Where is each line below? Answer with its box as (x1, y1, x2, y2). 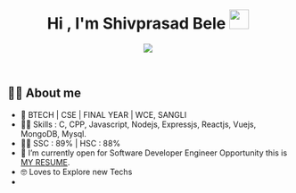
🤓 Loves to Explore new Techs (20, 166, 133, 177)
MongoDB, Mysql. (20, 128, 87, 138)
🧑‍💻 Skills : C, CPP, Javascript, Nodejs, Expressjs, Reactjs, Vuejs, (20, 119, 257, 130)
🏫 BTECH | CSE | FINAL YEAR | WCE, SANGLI (20, 109, 187, 120)
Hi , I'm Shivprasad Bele (46, 13, 226, 34)
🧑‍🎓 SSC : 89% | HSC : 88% (20, 138, 121, 148)
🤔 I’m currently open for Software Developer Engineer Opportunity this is (20, 147, 288, 158)
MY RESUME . (20, 156, 70, 167)
